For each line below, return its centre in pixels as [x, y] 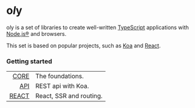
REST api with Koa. [62, 86]
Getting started [29, 61]
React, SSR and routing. [69, 96]
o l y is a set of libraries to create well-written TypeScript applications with [98, 27]
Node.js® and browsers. [36, 33]
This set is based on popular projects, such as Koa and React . [84, 46]
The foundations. [60, 76]
